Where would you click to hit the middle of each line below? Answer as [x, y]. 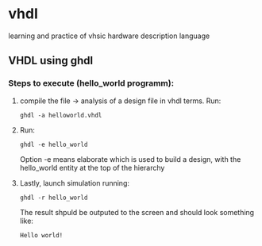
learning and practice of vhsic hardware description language [109, 36]
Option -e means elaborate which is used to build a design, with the [130, 159]
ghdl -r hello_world [54, 198]
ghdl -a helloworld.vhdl [61, 115]
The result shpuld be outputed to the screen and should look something [137, 212]
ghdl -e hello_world [54, 144]
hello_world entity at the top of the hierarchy [92, 167]
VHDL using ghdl [51, 61]
